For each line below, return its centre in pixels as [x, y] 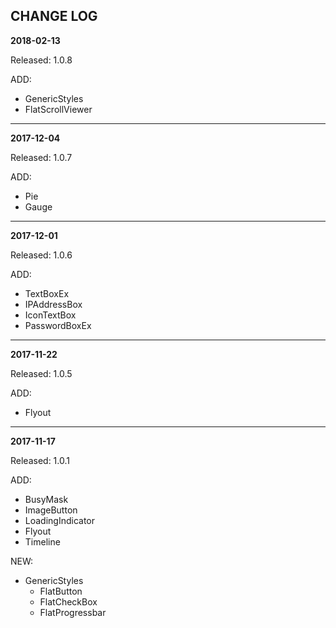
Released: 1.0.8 [41, 60]
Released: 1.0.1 [40, 460]
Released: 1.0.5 [41, 373]
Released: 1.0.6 [41, 255]
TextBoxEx [47, 293]
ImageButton [51, 510]
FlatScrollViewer [58, 109]
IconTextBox [50, 315]
